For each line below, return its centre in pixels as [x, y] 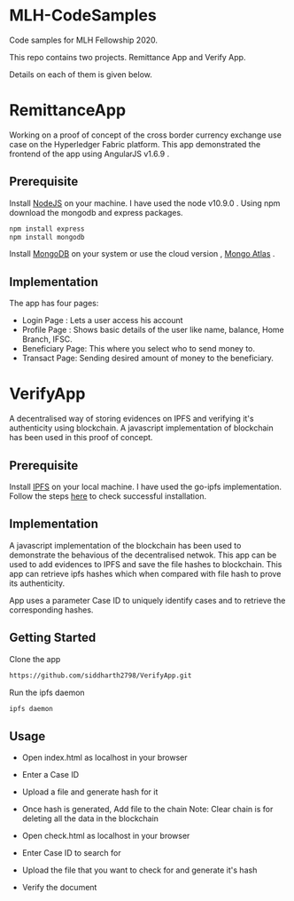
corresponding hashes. [51, 610]
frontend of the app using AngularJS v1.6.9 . [89, 154]
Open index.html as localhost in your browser [104, 758]
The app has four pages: [54, 304]
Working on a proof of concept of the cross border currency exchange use [145, 135]
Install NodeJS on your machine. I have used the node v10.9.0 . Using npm [145, 203]
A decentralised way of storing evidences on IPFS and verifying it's [132, 419]
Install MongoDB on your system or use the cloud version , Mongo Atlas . [142, 254]
